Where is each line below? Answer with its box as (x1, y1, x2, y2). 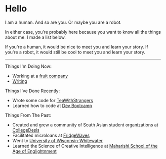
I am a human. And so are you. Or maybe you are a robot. (5, 19, 122, 25)
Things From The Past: (5, 112, 51, 118)
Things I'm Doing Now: (5, 63, 52, 69)
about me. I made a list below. (5, 34, 66, 40)
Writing (12, 78, 27, 84)
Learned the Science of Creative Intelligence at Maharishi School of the (12, 143, 158, 149)
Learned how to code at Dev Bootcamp (12, 103, 92, 108)
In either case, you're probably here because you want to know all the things (5, 29, 161, 35)
